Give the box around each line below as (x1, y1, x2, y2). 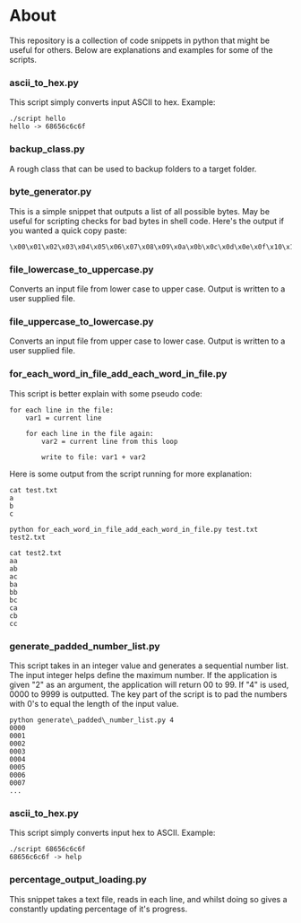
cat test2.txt (9, 548, 63, 557)
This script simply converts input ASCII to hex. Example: (9, 97, 216, 108)
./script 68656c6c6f (9, 845, 87, 854)
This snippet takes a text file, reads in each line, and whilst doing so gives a (9, 893, 288, 904)
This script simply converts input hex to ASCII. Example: (9, 827, 216, 839)
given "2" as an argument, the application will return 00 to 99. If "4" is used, (9, 679, 289, 691)
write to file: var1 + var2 (41, 452, 146, 462)
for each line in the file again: (25, 429, 154, 438)
